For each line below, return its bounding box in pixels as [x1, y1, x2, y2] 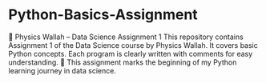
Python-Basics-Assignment [8, 6, 198, 24]
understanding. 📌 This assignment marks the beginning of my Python [8, 57, 237, 67]
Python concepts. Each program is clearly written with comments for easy [8, 49, 253, 58]
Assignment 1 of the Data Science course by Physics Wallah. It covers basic [8, 40, 258, 49]
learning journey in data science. [8, 65, 116, 75]
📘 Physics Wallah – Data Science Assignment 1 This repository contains [8, 32, 244, 41]
